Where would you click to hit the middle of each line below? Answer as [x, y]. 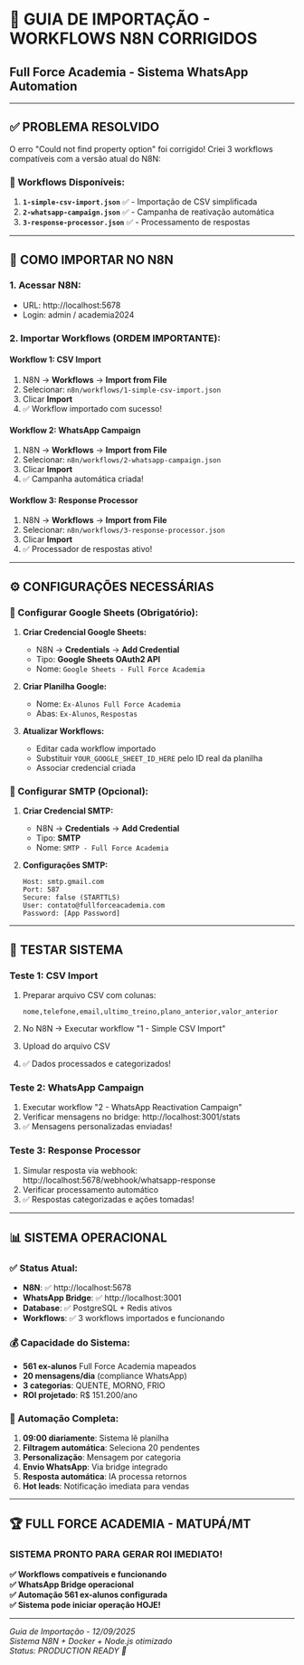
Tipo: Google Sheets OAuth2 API [98, 660]
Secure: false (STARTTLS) [71, 898]
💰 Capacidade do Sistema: [70, 1343]
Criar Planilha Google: [64, 687]
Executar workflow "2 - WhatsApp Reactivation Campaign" [132, 1108]
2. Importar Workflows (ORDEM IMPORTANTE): [115, 338]
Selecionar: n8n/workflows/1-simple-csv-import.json [122, 389]
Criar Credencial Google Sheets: [85, 633]
